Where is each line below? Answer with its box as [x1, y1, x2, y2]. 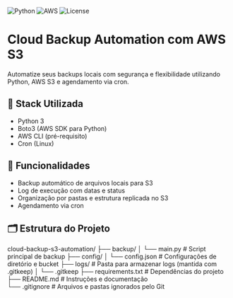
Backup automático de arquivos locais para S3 [17, 178, 153, 187]
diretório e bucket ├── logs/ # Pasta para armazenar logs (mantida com [7, 260, 217, 268]
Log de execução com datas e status [17, 186, 126, 195]
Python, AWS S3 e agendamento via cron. [7, 77, 129, 86]
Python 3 [17, 117, 44, 125]
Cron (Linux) [17, 139, 54, 148]
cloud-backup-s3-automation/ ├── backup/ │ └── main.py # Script [7, 245, 206, 253]
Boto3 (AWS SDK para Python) [17, 124, 107, 132]
